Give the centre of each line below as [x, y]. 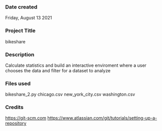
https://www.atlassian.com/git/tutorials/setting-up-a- [102, 118]
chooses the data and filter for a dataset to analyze [58, 70]
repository [16, 124]
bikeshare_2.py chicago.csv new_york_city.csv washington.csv [70, 94]
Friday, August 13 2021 [29, 18]
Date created [21, 7]
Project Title [21, 31]
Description [20, 54]
